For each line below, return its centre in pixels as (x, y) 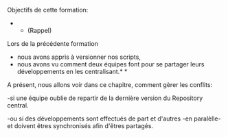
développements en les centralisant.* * (72, 72)
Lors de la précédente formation (53, 43)
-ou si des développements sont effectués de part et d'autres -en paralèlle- (114, 119)
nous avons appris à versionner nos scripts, (79, 57)
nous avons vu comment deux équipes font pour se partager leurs (111, 64)
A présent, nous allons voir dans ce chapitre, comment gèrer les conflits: (110, 85)
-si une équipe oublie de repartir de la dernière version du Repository (105, 98)
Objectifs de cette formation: (48, 10)
